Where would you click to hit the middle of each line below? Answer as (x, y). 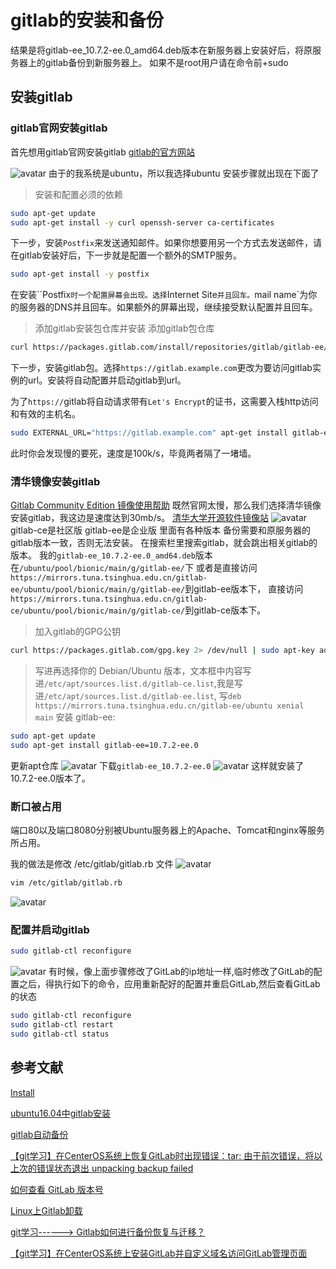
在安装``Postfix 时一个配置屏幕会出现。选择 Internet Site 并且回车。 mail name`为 (159, 295)
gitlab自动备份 (39, 1134)
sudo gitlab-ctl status (60, 1034)
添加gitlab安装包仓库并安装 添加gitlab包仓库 (124, 328)
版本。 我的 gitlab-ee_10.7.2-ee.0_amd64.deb (103, 555)
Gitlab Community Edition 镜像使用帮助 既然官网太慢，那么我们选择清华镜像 (166, 505)
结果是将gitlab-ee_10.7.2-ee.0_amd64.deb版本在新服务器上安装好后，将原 (161, 50)
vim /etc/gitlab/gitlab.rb (66, 883)
